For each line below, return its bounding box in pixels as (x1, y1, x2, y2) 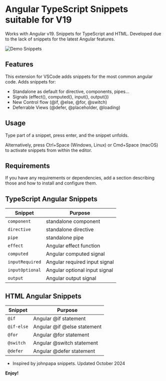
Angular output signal (45, 275, 96, 282)
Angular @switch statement (33, 339, 98, 346)
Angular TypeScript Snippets (5, 3, 128, 15)
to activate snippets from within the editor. (5, 147, 92, 153)
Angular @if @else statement (33, 323, 101, 330)
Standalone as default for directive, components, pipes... (12, 88, 129, 94)
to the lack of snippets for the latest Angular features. (5, 36, 115, 42)
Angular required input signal (45, 258, 114, 265)
